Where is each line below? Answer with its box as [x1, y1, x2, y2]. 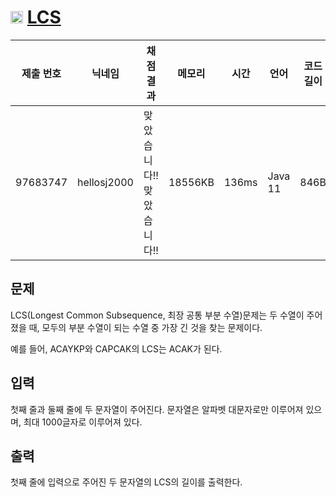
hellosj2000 [77, 175, 134, 189]
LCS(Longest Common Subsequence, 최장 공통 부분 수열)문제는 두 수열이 [10, 309, 305, 321]
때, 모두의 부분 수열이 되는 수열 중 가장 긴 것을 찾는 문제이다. [28, 321, 263, 333]
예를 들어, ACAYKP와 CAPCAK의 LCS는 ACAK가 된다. [10, 342, 223, 355]
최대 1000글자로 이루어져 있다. [23, 416, 143, 428]
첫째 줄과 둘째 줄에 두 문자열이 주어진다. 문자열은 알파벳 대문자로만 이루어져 [10, 403, 304, 415]
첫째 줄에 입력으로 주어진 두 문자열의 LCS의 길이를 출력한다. [10, 476, 243, 488]
